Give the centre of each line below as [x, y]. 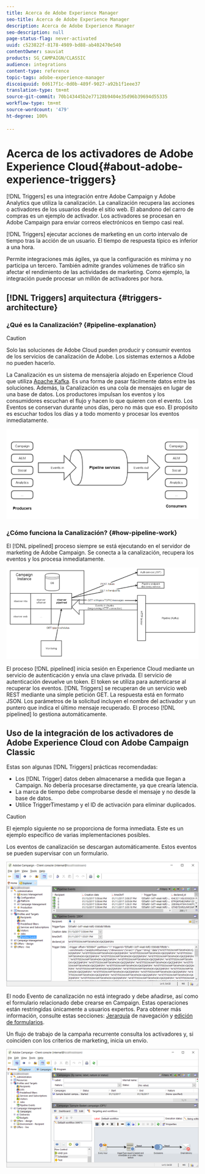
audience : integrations [37, 64]
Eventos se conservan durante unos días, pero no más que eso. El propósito [102, 407]
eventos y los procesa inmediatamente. [56, 559]
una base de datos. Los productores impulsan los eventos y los [86, 394]
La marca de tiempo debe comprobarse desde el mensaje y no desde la [106, 792]
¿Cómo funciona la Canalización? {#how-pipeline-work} [92, 533]
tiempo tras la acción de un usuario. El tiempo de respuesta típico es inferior [102, 241]
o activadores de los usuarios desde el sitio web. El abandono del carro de [100, 209]
